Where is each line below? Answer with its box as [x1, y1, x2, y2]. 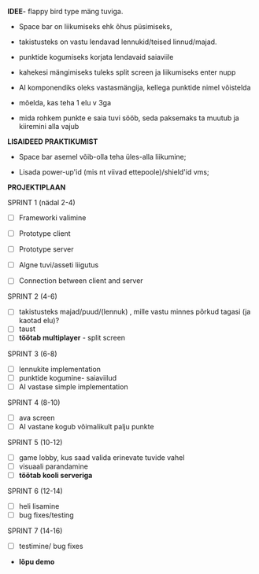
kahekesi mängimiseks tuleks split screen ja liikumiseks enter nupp [18, 68, 236, 77]
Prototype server [18, 245, 74, 254]
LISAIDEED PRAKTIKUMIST [7, 137, 98, 146]
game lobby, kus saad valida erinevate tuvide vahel [18, 452, 185, 462]
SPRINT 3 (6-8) [7, 349, 57, 359]
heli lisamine [18, 502, 60, 510]
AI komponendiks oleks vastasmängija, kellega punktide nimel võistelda [18, 83, 251, 92]
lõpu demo [18, 557, 55, 567]
